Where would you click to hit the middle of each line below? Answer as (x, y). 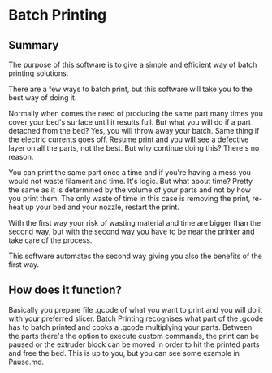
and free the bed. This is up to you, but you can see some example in (124, 353)
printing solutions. (39, 73)
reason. (21, 157)
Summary (34, 45)
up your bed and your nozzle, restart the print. (102, 207)
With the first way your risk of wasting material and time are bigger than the (135, 223)
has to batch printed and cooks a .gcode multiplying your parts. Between (130, 327)
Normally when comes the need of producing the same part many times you (136, 113)
